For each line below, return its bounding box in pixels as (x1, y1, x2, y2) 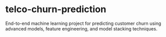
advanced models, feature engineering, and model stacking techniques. (5, 25, 158, 31)
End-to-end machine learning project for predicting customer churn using (5, 20, 161, 26)
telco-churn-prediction (5, 4, 106, 15)
